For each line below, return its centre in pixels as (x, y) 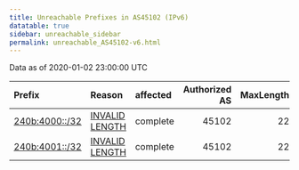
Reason (106, 95)
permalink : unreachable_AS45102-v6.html (85, 42)
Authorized (207, 90)
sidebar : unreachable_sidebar (65, 34)
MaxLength (265, 95)
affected (153, 95)
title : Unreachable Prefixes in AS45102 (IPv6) (99, 17)
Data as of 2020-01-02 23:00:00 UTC (79, 68)
